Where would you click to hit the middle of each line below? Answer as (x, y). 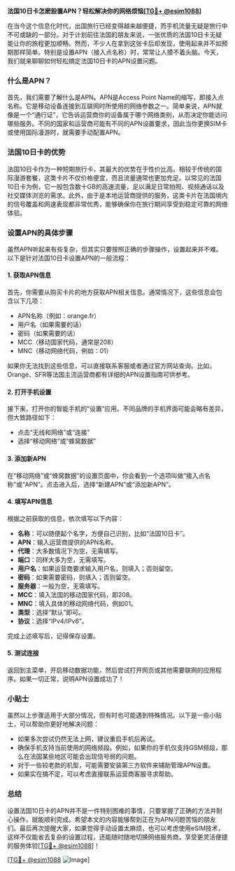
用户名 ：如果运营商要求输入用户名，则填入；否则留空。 (97, 568)
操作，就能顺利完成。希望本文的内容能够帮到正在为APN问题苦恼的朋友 (115, 819)
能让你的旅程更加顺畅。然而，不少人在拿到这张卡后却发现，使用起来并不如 (114, 43)
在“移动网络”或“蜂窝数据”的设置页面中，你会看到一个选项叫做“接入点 (106, 475)
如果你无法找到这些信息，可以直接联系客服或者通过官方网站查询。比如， (111, 366)
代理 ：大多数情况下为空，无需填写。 (70, 551)
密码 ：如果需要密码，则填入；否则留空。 (76, 577)
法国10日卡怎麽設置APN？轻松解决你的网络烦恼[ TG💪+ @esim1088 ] (104, 11)
